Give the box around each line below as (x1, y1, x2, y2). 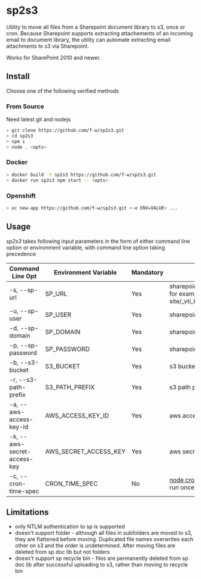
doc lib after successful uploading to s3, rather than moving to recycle (14, 561, 188, 568)
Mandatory (131, 268, 164, 276)
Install (6, 71, 30, 81)
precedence (6, 250, 36, 257)
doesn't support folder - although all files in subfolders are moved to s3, (14, 529, 193, 537)
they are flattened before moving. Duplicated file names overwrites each (14, 536, 194, 543)
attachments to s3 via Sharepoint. (6, 42, 90, 50)
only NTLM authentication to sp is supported (14, 523, 126, 530)
